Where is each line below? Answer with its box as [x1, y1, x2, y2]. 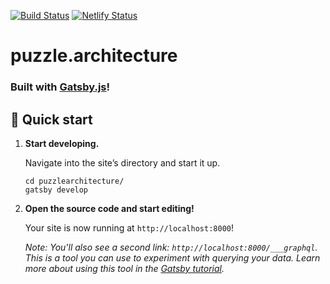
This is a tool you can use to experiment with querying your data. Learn [24, 251, 321, 264]
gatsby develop [24, 185, 89, 195]
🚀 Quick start [10, 111, 93, 128]
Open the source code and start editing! [24, 202, 195, 214]
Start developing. [24, 137, 100, 149]
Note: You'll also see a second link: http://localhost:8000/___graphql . [24, 241, 318, 253]
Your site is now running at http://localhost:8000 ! [24, 221, 234, 234]
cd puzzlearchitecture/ [24, 176, 125, 186]
